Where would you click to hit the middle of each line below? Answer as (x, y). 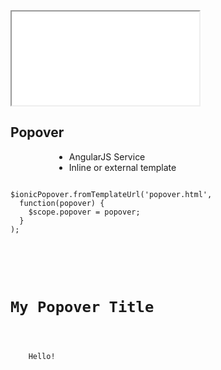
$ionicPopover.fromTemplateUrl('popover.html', (111, 194)
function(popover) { (62, 203)
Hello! (42, 357)
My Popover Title (82, 307)
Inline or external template (122, 167)
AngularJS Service (107, 156)
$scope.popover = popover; (84, 212)
